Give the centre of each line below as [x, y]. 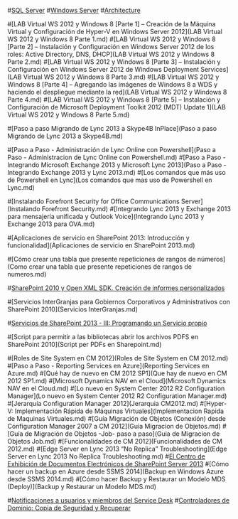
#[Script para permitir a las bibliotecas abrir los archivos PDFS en [103, 337]
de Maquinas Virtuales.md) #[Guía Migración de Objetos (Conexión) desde [117, 418]
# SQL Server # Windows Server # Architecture [74, 10]
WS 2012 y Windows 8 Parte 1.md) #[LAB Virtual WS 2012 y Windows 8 [112, 39]
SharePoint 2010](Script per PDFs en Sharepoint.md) [85, 344]
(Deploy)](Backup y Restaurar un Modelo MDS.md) [82, 487]
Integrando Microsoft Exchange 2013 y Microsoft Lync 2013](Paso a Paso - [117, 165]
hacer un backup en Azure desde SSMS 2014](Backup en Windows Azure [115, 471]
